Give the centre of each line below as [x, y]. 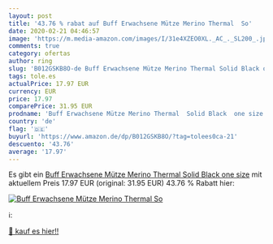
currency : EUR [32, 91]
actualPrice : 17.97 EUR [49, 83]
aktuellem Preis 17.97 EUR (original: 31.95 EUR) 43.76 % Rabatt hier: [121, 183]
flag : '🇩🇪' [28, 129]
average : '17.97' [38, 152]
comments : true [34, 46]
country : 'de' [32, 122]
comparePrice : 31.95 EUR [50, 106]
